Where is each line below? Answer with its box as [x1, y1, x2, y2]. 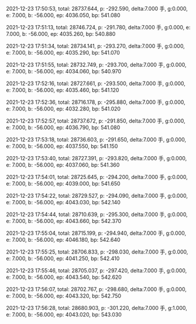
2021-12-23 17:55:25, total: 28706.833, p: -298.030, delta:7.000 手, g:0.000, [6, 248, 188, 255]
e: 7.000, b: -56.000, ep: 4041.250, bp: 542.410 [6, 255, 120, 262]
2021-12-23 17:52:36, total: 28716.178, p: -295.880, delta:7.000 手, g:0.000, [6, 99, 185, 106]
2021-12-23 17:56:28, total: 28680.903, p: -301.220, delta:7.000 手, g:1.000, [6, 305, 187, 311]
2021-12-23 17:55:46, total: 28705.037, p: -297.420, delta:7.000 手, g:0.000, [6, 267, 187, 274]
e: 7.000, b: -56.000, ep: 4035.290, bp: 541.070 [6, 49, 120, 56]
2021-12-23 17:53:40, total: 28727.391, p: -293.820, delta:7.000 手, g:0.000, [6, 155, 187, 161]
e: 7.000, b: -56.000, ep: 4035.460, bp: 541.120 [6, 87, 119, 93]
